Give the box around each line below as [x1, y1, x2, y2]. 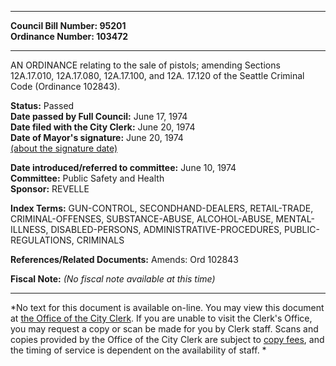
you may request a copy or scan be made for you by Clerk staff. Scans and [10, 323, 319, 335]
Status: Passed [10, 100, 75, 111]
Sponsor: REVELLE [10, 183, 90, 195]
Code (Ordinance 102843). [10, 81, 121, 92]
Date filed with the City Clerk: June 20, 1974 [10, 121, 196, 133]
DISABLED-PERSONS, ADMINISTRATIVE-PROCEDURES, [50, 224, 283, 235]
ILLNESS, [10, 224, 49, 235]
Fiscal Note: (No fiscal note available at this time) [10, 273, 216, 285]
